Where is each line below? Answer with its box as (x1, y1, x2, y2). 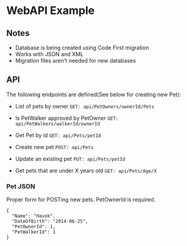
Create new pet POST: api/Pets (15, 143, 94, 150)
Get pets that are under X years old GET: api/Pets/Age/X (15, 167, 157, 174)
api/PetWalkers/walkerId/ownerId (15, 121, 101, 127)
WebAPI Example (6, 4, 95, 18)
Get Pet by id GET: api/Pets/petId (15, 132, 102, 139)
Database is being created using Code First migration (15, 44, 149, 51)
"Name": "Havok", (12, 213, 56, 219)
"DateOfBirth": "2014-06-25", (12, 219, 88, 225)
